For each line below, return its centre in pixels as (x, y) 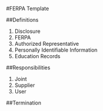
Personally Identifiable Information (56, 50)
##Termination (24, 103)
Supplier (25, 85)
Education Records (37, 56)
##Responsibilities (28, 68)
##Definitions (23, 20)
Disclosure (28, 31)
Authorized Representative (47, 44)
